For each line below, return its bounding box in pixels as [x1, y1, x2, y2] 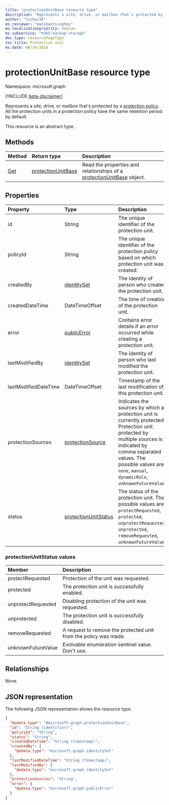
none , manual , [118, 467, 148, 474]
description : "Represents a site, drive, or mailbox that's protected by [5, 12, 163, 17]
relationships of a [82, 167, 123, 174]
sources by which [118, 404, 160, 411]
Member [8, 567, 29, 574]
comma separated [118, 448, 161, 455]
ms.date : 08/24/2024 [5, 45, 49, 50]
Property [8, 206, 30, 213]
